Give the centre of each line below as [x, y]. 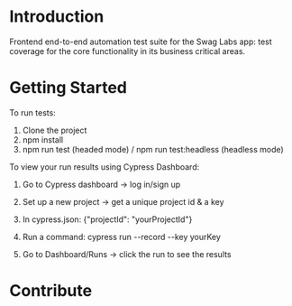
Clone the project [55, 130]
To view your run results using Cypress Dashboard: [105, 167]
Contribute [51, 291]
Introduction [57, 17]
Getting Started [68, 88]
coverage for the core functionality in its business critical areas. [128, 51]
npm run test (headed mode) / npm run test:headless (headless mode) [153, 149]
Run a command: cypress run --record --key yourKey [121, 236]
